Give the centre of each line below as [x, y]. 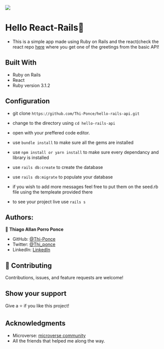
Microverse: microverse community [49, 335]
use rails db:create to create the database [58, 167]
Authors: [19, 217]
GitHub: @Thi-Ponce [34, 239]
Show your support [36, 293]
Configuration [28, 101]
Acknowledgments [36, 323]
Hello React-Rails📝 [45, 28]
